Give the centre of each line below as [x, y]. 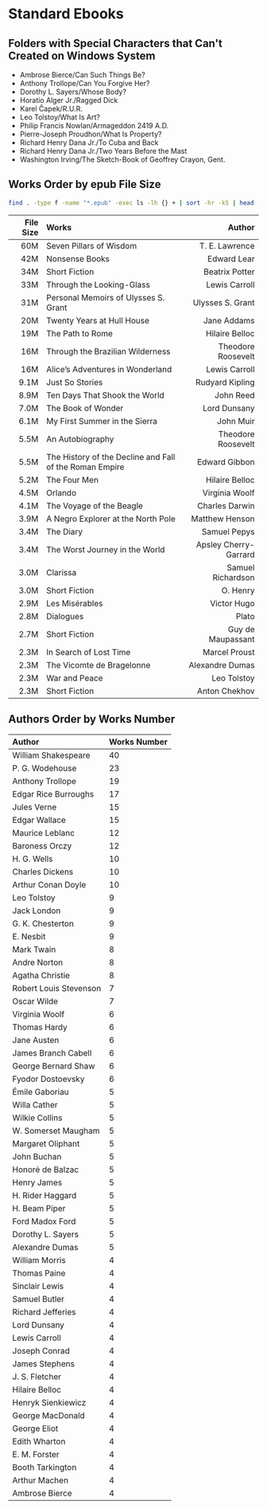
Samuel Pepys [228, 531]
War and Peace [75, 678]
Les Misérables [75, 603]
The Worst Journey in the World [106, 549]
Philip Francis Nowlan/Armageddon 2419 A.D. [94, 125]
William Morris [39, 1260]
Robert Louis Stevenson [57, 988]
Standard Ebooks [66, 14]
